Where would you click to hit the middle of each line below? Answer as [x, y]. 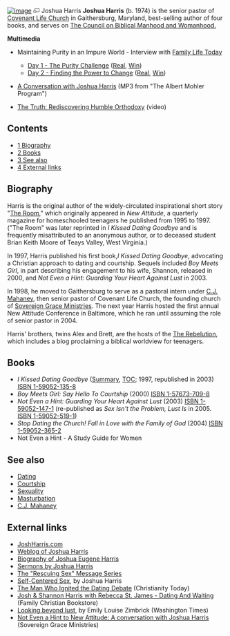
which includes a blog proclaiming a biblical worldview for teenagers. [106, 341]
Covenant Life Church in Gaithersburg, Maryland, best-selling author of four [115, 18]
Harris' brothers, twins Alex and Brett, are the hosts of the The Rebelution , [113, 334]
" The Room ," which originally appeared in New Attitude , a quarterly [103, 213]
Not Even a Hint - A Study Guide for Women [79, 438]
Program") [32, 94]
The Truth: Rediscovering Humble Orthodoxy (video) [92, 107]
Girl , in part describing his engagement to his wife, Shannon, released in [110, 270]
